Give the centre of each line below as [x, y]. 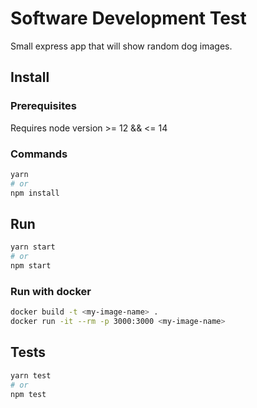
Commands [39, 154]
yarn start [33, 247]
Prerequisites [43, 106]
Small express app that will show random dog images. [121, 46]
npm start [31, 266]
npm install [35, 193]
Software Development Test [128, 18]
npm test [28, 394]
